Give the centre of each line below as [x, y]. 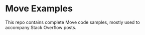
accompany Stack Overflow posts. [41, 27]
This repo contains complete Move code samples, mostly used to [73, 22]
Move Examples [39, 9]
